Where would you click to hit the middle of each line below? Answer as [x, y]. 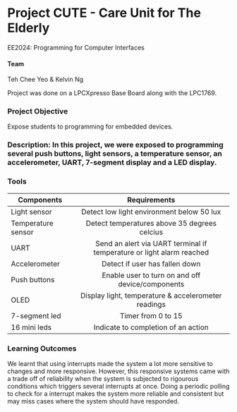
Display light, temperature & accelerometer [151, 296]
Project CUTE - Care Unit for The [104, 13]
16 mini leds [31, 327]
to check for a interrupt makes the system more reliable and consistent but [116, 394]
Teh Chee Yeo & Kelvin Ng [45, 80]
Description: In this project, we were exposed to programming [115, 145]
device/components [151, 284]
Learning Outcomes [42, 349]
